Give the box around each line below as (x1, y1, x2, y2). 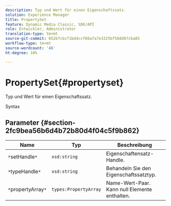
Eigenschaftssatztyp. (106, 171, 157, 178)
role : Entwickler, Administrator (5, 27, 76, 32)
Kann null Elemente (106, 186, 152, 193)
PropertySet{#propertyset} (5, 77, 124, 88)
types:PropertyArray (51, 187, 101, 192)
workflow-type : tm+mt (5, 41, 51, 46)
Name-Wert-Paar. (106, 179, 151, 187)
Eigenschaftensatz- (106, 150, 154, 157)
